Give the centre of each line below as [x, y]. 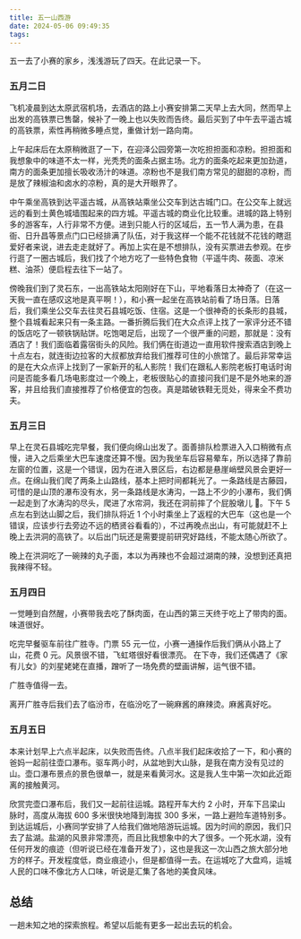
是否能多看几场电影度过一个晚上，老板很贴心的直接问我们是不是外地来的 [150, 378]
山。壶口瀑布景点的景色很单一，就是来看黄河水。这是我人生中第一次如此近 [146, 773]
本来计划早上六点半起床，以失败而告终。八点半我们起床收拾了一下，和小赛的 [150, 751]
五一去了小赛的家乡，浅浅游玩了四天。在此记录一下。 [107, 61]
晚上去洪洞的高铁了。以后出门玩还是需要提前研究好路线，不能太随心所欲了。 [150, 536]
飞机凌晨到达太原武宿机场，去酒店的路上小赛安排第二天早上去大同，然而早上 [150, 108]
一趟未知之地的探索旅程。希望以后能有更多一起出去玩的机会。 [123, 926]
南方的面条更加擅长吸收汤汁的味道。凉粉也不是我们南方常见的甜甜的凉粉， [146, 171]
